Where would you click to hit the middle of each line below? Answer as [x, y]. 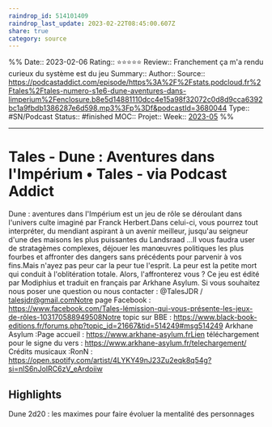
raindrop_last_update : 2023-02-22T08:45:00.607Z [92, 23]
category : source [38, 38]
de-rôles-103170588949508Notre [65, 318]
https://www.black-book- [215, 318]
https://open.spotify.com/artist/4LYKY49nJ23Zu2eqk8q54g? [110, 361]
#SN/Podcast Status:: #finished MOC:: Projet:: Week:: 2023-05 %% [121, 117]
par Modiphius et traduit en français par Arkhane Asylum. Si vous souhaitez [134, 283]
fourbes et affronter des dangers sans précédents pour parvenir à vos [125, 257]
